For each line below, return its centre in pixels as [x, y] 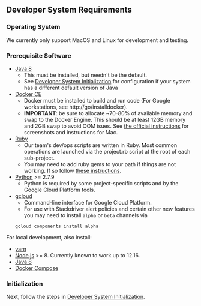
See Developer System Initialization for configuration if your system [107, 81]
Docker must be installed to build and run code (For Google [97, 100]
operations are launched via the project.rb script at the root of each [107, 151]
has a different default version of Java [71, 88]
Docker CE [28, 94]
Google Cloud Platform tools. [60, 190]
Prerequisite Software [39, 55]
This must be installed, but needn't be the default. [85, 75]
